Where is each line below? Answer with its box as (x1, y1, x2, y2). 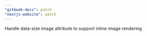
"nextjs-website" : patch (4, 12, 56, 17)
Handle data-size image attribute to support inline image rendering (4, 25, 142, 31)
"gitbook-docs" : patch (4, 7, 52, 12)
